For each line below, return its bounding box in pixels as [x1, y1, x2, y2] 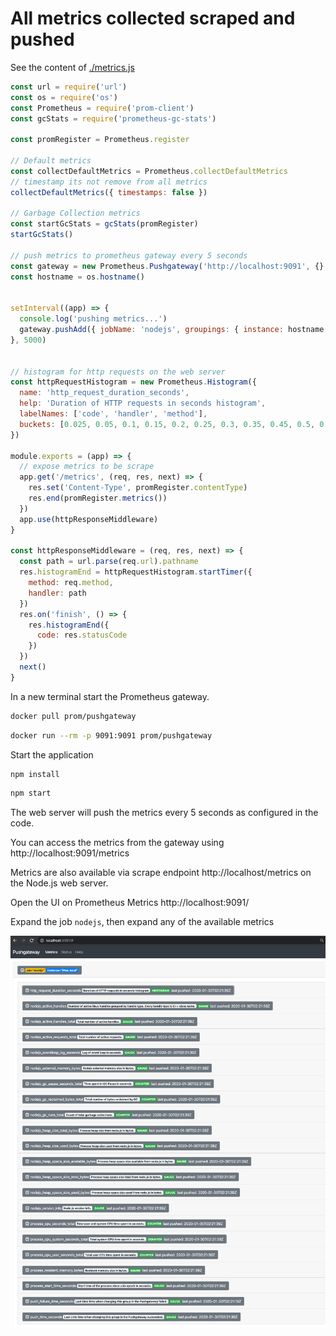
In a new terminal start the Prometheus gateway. [10, 690, 210, 702]
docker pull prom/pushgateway [10, 711, 137, 721]
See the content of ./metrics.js [10, 61, 135, 73]
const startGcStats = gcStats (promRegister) [10, 219, 199, 229]
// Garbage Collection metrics [10, 208, 141, 219]
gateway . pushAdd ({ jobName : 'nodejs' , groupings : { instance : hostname [19, 325, 325, 335]
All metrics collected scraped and [10, 7, 296, 30]
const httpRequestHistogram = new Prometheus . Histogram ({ [10, 377, 257, 387]
